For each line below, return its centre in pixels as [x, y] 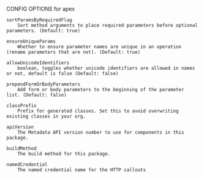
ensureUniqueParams [31, 42]
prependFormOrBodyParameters [43, 84]
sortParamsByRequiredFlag [39, 20]
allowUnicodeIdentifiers [38, 63]
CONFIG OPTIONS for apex [41, 9]
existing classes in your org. [46, 116]
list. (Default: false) [37, 95]
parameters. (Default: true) [43, 31]
